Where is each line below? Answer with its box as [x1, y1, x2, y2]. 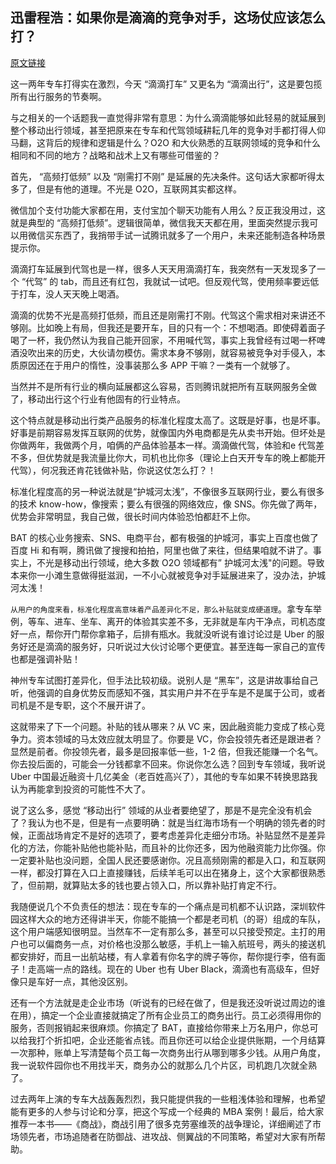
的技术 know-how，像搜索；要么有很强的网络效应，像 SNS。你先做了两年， [10, 498, 323, 510]
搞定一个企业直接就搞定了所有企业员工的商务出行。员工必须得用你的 [40, 1009, 322, 1021]
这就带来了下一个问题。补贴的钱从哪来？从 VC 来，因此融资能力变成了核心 [10, 720, 317, 732]
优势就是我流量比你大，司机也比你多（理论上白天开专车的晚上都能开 [44, 451, 326, 463]
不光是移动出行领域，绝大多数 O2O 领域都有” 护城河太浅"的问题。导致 [36, 556, 325, 568]
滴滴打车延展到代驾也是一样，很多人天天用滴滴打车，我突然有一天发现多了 [10, 263, 317, 275]
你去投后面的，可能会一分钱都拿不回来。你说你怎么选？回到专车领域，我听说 [10, 758, 326, 770]
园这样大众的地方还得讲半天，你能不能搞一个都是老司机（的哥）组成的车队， [10, 913, 326, 925]
